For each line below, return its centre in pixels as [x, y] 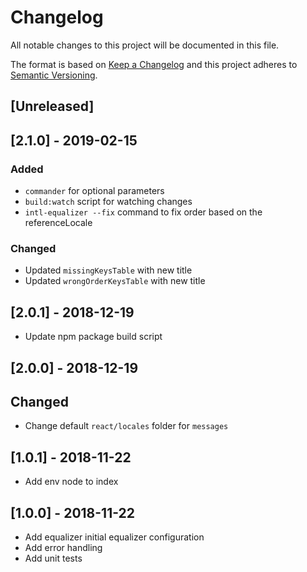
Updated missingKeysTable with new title [108, 270]
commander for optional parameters [94, 191]
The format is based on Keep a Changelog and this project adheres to [154, 64]
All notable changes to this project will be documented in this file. [145, 45]
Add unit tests [53, 558]
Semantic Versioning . [54, 75]
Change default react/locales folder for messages [126, 426]
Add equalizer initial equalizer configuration [114, 537]
